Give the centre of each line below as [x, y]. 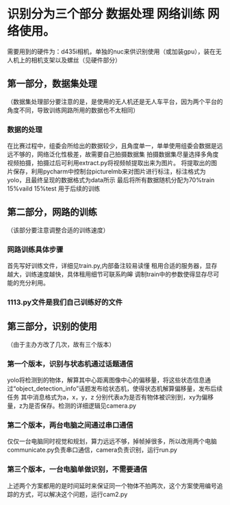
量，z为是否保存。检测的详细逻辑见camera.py [72, 406]
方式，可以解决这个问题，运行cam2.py [73, 494]
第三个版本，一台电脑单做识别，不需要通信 [77, 469]
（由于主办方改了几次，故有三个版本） [61, 344]
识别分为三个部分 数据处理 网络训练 [106, 14]
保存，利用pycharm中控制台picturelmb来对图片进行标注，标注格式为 [110, 171]
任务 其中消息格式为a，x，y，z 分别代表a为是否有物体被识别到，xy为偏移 [111, 397]
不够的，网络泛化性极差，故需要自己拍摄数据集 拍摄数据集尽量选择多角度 [116, 154]
